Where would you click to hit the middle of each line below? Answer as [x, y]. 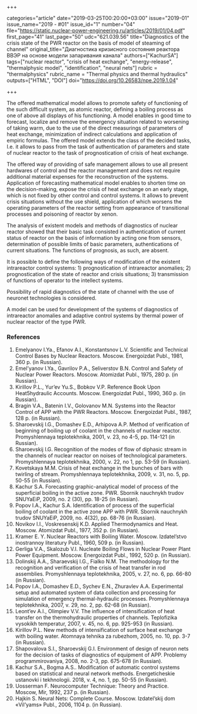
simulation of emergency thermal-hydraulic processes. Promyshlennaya [102, 599]
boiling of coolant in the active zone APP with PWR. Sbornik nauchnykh [101, 512]
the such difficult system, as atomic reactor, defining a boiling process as [95, 109]
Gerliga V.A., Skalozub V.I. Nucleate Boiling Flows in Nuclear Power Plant [103, 549]
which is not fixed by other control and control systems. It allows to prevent [98, 195]
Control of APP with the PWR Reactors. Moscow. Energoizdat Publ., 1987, [103, 412]
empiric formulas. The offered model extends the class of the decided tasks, [99, 140]
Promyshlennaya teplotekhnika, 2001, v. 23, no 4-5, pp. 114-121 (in [95, 437]
